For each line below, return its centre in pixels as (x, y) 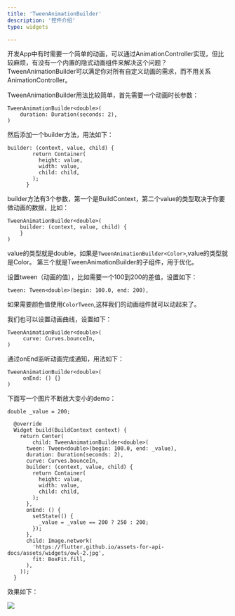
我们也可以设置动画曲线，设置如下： (60, 319)
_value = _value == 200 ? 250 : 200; (94, 522)
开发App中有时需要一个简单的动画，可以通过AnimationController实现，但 (113, 54)
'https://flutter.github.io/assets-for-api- (99, 547)
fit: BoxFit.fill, (59, 560)
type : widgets (28, 27)
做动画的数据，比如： (38, 207)
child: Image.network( (59, 541)
